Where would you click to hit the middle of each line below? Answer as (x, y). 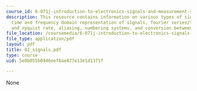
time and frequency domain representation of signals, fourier (90, 22)
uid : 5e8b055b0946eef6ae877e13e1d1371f (55, 60)
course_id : (19, 11)
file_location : (25, 33)
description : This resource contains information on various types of (94, 17)
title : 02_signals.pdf (34, 50)
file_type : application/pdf (40, 39)
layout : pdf (21, 45)
